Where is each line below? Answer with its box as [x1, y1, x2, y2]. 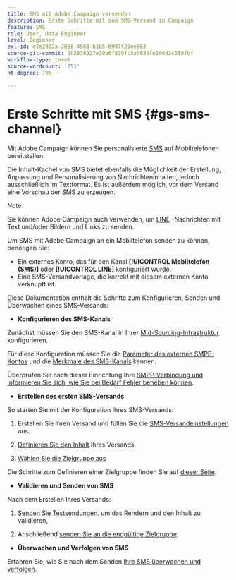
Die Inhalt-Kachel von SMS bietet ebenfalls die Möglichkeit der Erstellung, [7, 165, 221, 174]
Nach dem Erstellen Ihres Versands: [7, 495, 111, 504]
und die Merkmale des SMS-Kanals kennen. [29, 357, 157, 365]
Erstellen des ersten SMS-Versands [17, 392, 125, 401]
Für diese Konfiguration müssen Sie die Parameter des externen [7, 350, 193, 358]
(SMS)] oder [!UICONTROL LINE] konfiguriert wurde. [17, 265, 172, 274]
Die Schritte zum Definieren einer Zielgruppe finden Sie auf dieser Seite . [7, 468, 217, 476]
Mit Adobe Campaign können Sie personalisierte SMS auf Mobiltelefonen [7, 144, 220, 152]
